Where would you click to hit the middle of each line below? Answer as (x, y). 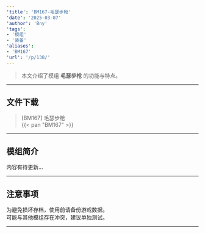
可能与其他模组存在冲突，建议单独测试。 (57, 218)
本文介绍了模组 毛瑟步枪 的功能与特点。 (71, 75)
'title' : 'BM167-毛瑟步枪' (39, 12)
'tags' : (16, 29)
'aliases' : (20, 46)
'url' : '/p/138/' (28, 57)
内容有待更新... (25, 167)
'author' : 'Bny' (27, 23)
